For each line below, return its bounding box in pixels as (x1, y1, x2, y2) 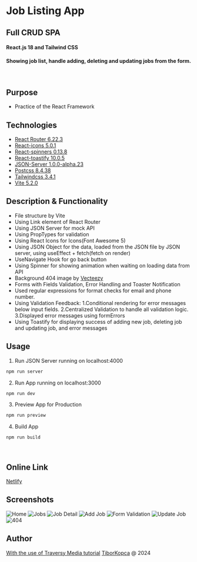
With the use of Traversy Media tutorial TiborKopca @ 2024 (6, 549, 151, 556)
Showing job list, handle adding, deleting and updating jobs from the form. (6, 57, 192, 64)
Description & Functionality (6, 196, 108, 206)
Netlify (6, 477, 22, 484)
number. (14, 293, 35, 300)
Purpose (6, 87, 38, 98)
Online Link (6, 462, 49, 472)
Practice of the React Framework (14, 103, 95, 110)
